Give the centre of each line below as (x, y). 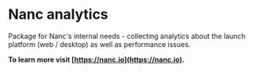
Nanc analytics (58, 14)
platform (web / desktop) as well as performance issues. (99, 44)
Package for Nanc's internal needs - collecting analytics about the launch (127, 36)
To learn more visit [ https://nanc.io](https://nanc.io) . (96, 59)
